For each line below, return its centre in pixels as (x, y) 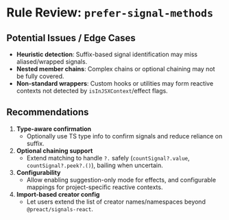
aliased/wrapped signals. (52, 62)
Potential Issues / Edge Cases (71, 38)
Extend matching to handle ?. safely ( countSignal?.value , (108, 158)
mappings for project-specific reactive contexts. (95, 187)
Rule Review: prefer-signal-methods (110, 13)
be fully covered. (40, 76)
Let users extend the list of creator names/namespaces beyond (116, 201)
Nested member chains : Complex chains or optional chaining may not (116, 69)
